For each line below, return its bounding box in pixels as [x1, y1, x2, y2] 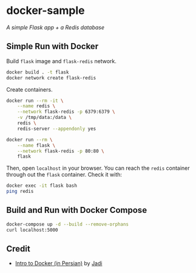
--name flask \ [17, 142, 56, 149]
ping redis [6, 189, 34, 195]
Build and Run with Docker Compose [6, 205, 147, 215]
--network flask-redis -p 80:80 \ [17, 148, 104, 154]
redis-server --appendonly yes [17, 126, 96, 132]
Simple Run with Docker [6, 41, 99, 52]
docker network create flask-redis [6, 75, 96, 81]
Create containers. [6, 86, 53, 93]
